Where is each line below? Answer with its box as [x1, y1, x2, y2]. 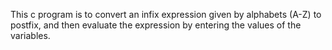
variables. [10, 30, 51, 41]
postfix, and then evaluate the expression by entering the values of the [10, 19, 302, 31]
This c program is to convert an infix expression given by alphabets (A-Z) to [10, 9, 322, 20]
